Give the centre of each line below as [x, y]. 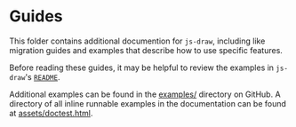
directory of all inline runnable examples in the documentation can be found [148, 103]
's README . [43, 76]
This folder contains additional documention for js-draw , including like [137, 41]
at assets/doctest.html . [51, 113]
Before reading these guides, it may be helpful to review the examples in [141, 67]
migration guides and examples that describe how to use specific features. [146, 50]
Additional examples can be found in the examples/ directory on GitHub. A [145, 94]
